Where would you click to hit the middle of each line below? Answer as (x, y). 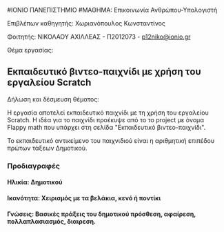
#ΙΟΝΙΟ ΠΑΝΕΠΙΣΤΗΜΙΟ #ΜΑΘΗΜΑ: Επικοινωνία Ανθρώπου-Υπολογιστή (112, 10)
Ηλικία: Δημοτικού (35, 182)
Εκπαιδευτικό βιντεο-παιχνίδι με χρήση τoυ (104, 72)
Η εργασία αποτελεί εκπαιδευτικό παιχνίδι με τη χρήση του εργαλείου (108, 113)
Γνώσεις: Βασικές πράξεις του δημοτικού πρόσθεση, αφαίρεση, (102, 214)
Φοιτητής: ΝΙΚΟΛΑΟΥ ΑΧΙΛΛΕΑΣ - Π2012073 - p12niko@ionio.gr (99, 37)
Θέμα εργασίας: (30, 50)
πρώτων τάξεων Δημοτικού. (47, 148)
